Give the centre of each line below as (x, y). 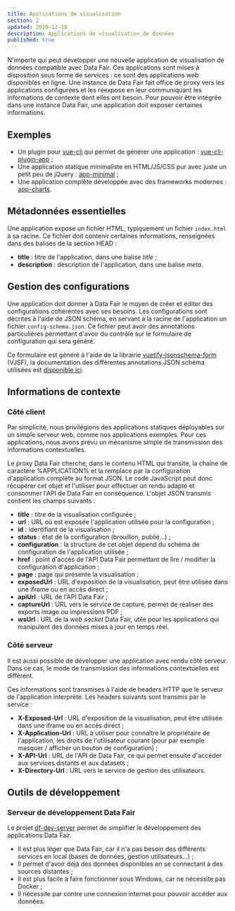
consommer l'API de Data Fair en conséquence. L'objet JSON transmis (109, 494)
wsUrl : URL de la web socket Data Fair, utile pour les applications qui (118, 619)
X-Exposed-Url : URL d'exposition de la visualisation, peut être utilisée (120, 718)
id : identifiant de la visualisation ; (66, 530)
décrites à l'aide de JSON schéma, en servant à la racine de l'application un (117, 319)
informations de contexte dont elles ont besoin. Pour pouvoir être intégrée (114, 98)
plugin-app (33, 159)
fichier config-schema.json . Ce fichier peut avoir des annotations (101, 326)
